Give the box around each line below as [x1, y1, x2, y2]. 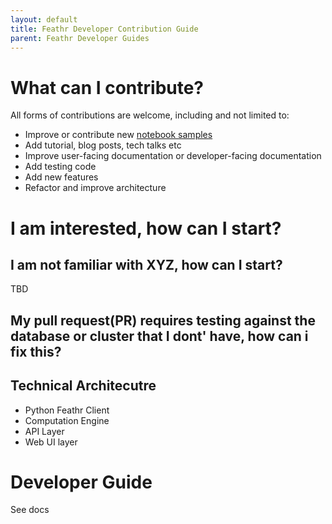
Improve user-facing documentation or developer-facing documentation [24, 150, 322, 162]
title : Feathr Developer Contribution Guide [10, 24, 199, 34]
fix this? [10, 343, 62, 360]
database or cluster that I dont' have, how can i [10, 327, 309, 345]
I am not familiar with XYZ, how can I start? [10, 256, 283, 273]
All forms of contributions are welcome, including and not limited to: [10, 109, 290, 121]
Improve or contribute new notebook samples [24, 129, 213, 141]
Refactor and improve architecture [24, 182, 167, 194]
